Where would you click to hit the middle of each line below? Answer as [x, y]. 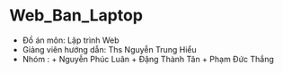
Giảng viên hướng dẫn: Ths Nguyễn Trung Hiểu [110, 49]
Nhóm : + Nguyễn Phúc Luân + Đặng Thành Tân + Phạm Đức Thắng [148, 59]
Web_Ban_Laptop [76, 16]
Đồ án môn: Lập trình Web [71, 40]
